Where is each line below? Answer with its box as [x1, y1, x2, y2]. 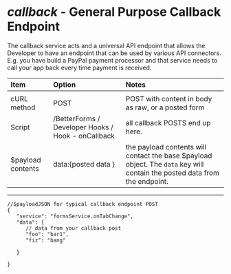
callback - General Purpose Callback [7, 4, 221, 20]
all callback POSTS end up [125, 118, 211, 127]
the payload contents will [125, 142, 207, 151]
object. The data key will [125, 159, 204, 169]
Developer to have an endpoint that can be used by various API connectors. [7, 49, 222, 57]
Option [52, 80, 76, 89]
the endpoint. [125, 176, 168, 186]
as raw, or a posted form [125, 103, 205, 112]
